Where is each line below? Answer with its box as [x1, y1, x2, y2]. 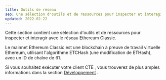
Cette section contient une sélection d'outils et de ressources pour [5, 30, 141, 36]
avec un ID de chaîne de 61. [5, 55, 62, 61]
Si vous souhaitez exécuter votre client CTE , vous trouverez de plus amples [5, 64, 160, 70]
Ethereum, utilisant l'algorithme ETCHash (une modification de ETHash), [5, 50, 152, 55]
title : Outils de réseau [5, 7, 56, 12]
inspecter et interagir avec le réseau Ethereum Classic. [5, 35, 117, 41]
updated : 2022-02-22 [5, 16, 48, 21]
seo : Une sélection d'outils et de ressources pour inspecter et [5, 12, 142, 17]
